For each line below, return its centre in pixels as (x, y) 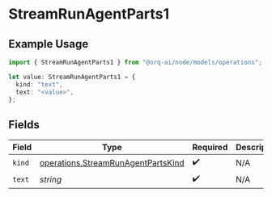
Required (210, 148)
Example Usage (49, 44)
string (51, 179)
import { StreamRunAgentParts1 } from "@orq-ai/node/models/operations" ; (136, 62)
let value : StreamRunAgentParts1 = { (72, 77)
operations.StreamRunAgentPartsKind (112, 162)
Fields (24, 125)
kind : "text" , (39, 84)
